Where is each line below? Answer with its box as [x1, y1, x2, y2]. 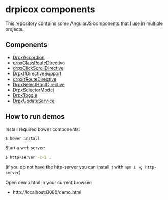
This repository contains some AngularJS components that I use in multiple [5, 20, 163, 27]
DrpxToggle [12, 92, 37, 98]
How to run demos [5, 112, 65, 121]
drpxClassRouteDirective [12, 60, 65, 66]
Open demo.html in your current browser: [5, 180, 93, 186]
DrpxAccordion [12, 54, 45, 60]
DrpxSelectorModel [12, 87, 54, 93]
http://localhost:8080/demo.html [12, 189, 82, 195]
